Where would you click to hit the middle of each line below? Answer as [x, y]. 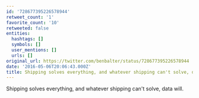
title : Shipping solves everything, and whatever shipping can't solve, [98, 72]
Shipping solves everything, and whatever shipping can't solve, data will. [95, 89]
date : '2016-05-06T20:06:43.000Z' [49, 66]
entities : [18, 34]
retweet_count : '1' [30, 17]
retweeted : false [28, 28]
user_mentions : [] [34, 50]
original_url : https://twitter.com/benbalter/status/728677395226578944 [98, 61]
